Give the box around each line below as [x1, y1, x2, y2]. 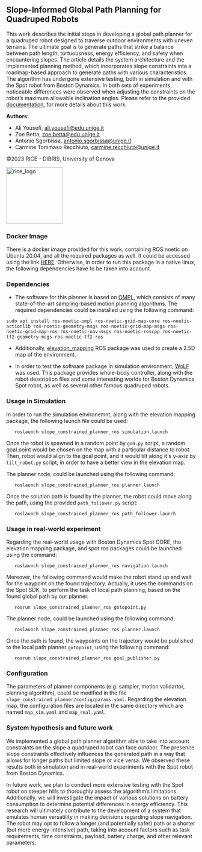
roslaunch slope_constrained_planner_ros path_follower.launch [14, 510, 176, 517]
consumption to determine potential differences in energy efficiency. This [6, 800, 188, 807]
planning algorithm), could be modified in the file [6, 689, 127, 696]
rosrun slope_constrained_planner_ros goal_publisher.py [14, 655, 161, 661]
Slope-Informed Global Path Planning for [6, 5, 162, 15]
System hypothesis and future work [6, 723, 113, 732]
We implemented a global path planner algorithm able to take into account [6, 737, 189, 745]
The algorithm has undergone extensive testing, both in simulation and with [6, 75, 193, 82]
